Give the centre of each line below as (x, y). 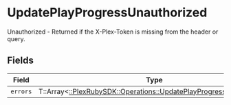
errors (21, 91)
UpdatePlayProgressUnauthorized (107, 13)
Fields (21, 61)
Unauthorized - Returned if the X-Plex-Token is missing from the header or (113, 32)
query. (16, 38)
